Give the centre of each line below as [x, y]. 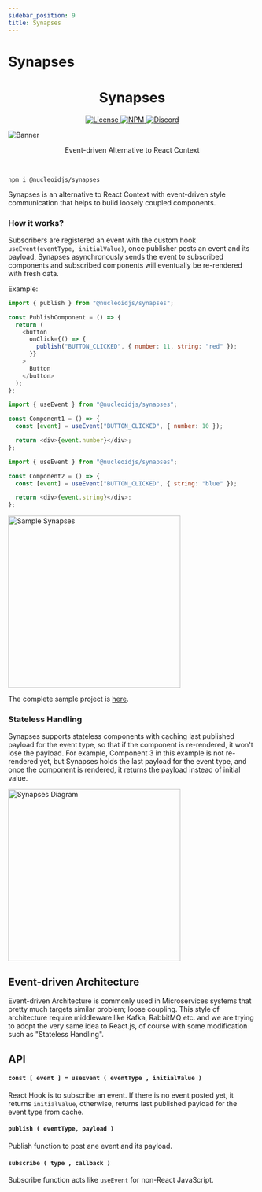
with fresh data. [33, 273]
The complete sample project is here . [68, 699]
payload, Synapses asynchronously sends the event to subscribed [116, 256]
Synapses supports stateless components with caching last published [121, 736]
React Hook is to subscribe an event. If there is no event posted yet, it [121, 1095]
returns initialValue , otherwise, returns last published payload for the [123, 1103]
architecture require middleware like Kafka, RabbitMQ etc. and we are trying [131, 1018]
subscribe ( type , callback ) [59, 1163]
